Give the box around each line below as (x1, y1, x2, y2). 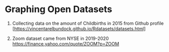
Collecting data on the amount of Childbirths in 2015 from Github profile (12, 20, 164, 26)
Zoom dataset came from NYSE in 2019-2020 (12, 35, 109, 41)
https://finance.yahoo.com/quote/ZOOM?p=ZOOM (12, 40, 119, 46)
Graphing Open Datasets (5, 4, 112, 15)
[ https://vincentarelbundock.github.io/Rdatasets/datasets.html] (12, 25, 146, 31)
